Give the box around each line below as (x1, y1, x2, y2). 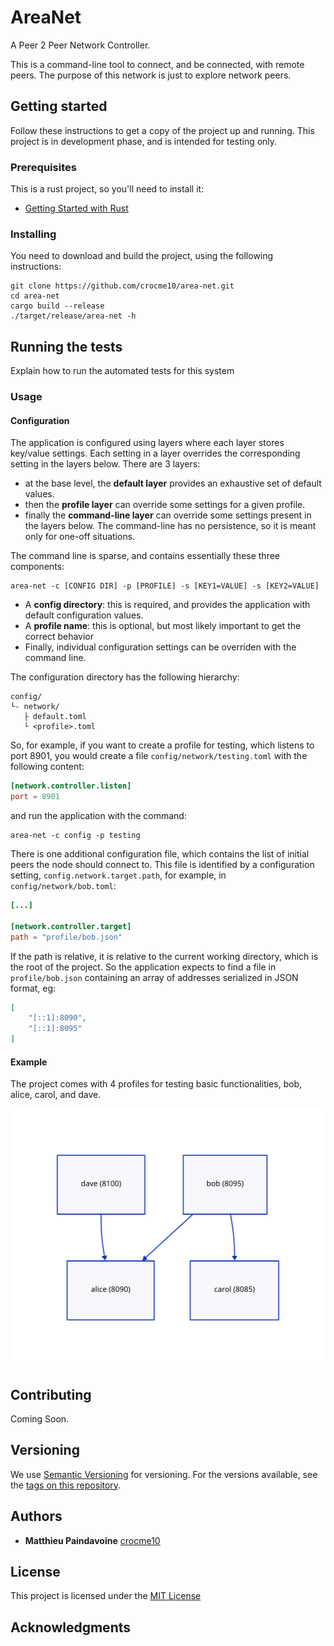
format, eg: (10, 982, 57, 994)
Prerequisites (10, 160, 77, 174)
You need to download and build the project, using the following (10, 250, 274, 262)
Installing (10, 227, 57, 241)
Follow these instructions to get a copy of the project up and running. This (10, 124, 315, 136)
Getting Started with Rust (24, 202, 129, 215)
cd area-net (10, 291, 60, 301)
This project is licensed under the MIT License (10, 1590, 202, 1602)
